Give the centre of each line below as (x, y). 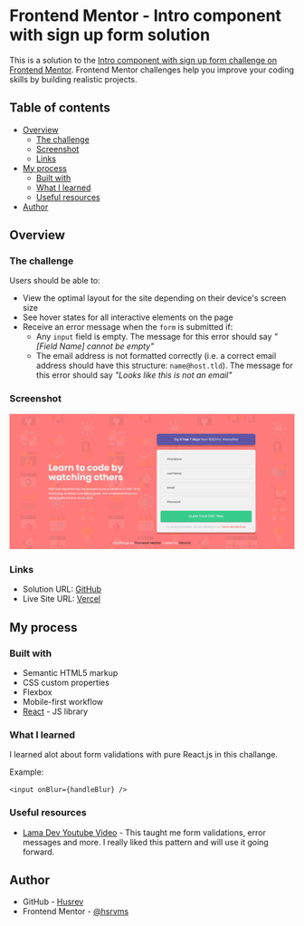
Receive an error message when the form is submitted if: (128, 327)
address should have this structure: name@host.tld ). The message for (165, 366)
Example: (27, 772)
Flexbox (37, 692)
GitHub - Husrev (53, 902)
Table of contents (60, 108)
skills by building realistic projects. (73, 79)
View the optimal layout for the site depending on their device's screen (154, 298)
